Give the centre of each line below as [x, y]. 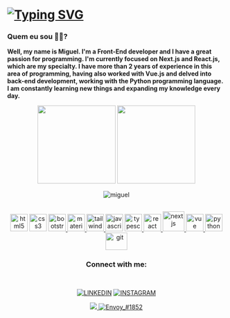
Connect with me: [116, 264]
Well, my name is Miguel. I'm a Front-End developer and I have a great [109, 51]
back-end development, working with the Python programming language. [115, 81]
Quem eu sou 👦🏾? [37, 37]
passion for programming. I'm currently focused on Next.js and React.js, [114, 59]
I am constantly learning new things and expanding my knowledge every [114, 89]
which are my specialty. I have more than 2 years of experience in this [110, 67]
